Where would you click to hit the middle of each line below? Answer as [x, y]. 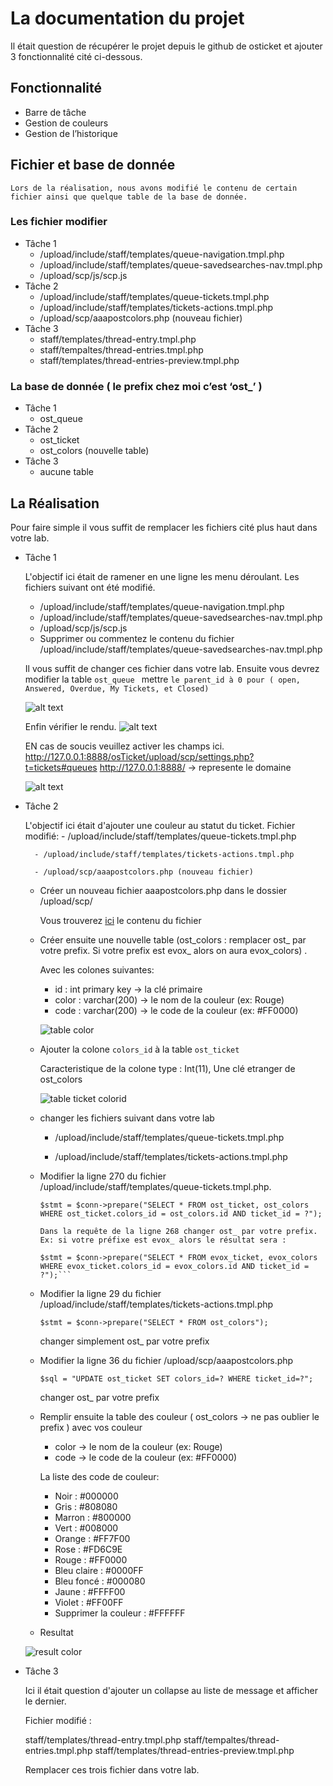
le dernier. [45, 1701]
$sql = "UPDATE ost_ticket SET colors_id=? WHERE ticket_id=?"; [176, 1378]
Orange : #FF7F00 [92, 1538]
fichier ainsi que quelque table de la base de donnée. [129, 197]
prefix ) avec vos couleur [91, 1427]
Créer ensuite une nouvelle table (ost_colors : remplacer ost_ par [173, 939]
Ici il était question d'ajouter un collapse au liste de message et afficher [171, 1690]
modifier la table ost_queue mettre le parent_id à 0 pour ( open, [162, 679]
